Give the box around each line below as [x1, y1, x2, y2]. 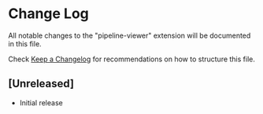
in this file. [8, 39, 42, 48]
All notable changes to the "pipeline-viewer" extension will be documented [8, 31, 251, 40]
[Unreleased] [8, 77, 75, 90]
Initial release [19, 97, 63, 107]
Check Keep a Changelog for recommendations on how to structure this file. [8, 54, 256, 64]
